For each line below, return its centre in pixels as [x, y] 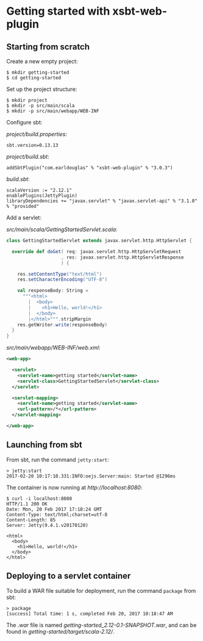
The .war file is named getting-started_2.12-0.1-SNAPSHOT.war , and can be [101, 625]
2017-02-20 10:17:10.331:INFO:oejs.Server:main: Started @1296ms [91, 476]
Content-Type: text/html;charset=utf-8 [57, 514]
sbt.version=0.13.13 [33, 145]
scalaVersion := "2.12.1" [39, 190]
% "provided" [23, 206]
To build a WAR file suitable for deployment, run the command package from [101, 590]
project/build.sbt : [28, 156]
